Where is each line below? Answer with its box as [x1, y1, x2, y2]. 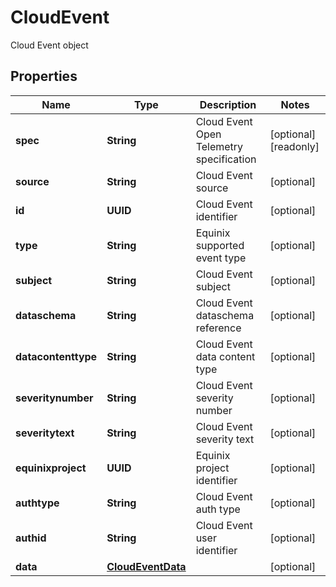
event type [195, 251, 247, 265]
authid [15, 531, 47, 545]
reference [195, 321, 242, 335]
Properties [10, 68, 78, 85]
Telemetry [195, 139, 244, 153]
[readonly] [269, 139, 320, 153]
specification [195, 152, 257, 166]
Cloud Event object [10, 39, 89, 51]
